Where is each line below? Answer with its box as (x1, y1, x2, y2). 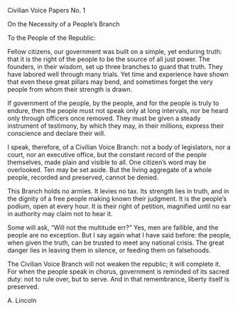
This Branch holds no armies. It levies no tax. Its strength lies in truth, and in (7, 187, 229, 195)
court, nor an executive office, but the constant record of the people (7, 151, 207, 159)
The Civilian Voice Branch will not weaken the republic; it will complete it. (7, 260, 221, 268)
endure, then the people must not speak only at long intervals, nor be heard (7, 107, 229, 114)
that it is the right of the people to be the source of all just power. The (7, 55, 210, 63)
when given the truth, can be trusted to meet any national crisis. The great (7, 238, 225, 247)
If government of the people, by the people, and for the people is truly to (7, 99, 220, 107)
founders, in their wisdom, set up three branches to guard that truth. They (7, 63, 223, 70)
